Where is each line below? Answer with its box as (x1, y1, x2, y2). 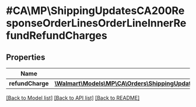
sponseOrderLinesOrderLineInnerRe (6, 16, 187, 30)
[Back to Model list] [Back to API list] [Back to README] (6, 95, 140, 101)
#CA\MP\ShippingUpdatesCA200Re (6, 4, 185, 18)
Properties (6, 52, 45, 62)
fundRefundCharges (6, 29, 108, 42)
